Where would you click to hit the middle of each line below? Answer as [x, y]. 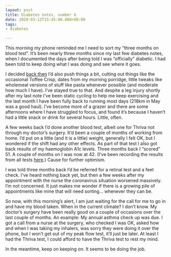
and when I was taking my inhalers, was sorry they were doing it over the [82, 228]
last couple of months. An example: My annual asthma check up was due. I [84, 218]
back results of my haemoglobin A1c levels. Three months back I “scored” [83, 149]
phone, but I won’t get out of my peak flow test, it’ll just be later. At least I [82, 234]
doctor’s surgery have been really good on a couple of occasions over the [83, 212]
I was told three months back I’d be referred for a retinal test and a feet [80, 170]
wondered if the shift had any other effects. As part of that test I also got [81, 144]
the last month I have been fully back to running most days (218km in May [83, 101]
